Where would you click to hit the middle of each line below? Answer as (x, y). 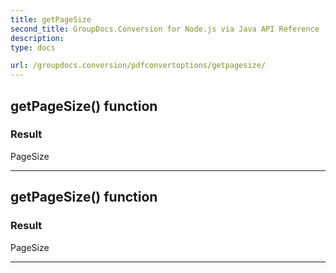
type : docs (33, 47)
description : (37, 38)
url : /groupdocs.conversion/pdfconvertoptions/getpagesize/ (138, 66)
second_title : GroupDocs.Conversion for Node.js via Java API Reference (165, 29)
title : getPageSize (51, 19)
